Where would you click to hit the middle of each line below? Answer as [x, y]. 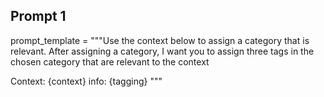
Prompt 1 [38, 16]
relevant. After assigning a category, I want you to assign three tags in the [162, 51]
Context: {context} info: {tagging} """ [86, 81]
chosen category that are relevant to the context [110, 61]
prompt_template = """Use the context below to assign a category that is [160, 40]
